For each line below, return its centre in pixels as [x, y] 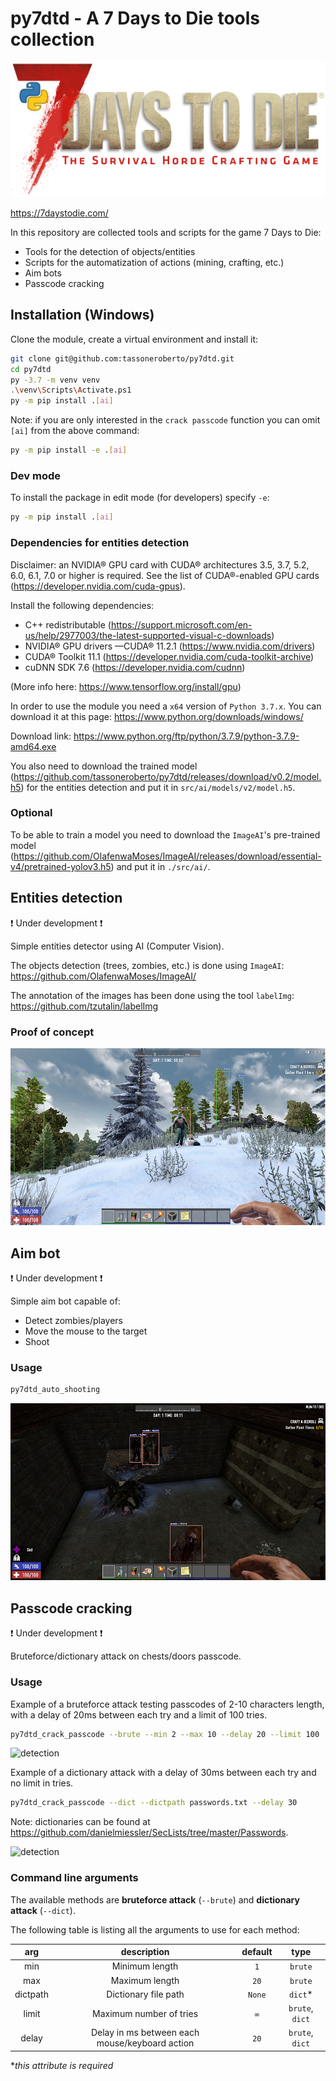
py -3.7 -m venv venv [55, 380]
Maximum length [145, 1980]
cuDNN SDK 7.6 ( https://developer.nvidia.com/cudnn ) [135, 667]
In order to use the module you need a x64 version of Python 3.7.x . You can [166, 706]
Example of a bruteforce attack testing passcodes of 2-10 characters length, [167, 1704]
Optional [31, 813]
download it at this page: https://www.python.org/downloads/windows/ [157, 716]
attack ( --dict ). [43, 1910]
